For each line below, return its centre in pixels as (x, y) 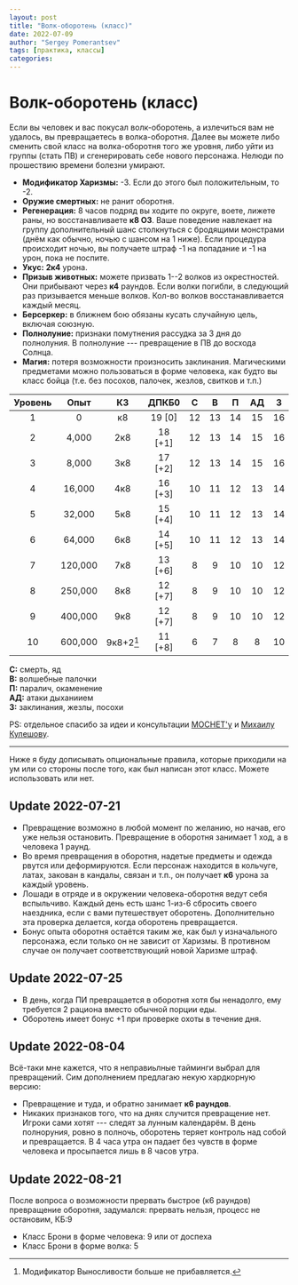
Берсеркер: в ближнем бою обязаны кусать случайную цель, (140, 314)
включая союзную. (58, 323)
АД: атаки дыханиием (51, 698)
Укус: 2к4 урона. (55, 267)
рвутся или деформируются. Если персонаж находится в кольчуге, (150, 865)
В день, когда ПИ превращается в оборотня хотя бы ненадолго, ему (152, 1000)
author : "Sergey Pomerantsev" (65, 42)
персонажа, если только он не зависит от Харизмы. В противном (146, 941)
